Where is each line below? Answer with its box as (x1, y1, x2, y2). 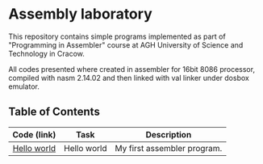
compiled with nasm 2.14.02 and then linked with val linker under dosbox (8, 73, 250, 82)
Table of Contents (8, 105, 101, 119)
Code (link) (12, 128, 56, 140)
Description (145, 128, 192, 140)
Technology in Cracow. (8, 48, 85, 58)
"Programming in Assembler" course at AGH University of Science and (8, 40, 244, 49)
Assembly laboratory (8, 5, 152, 23)
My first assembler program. (115, 142, 223, 153)
